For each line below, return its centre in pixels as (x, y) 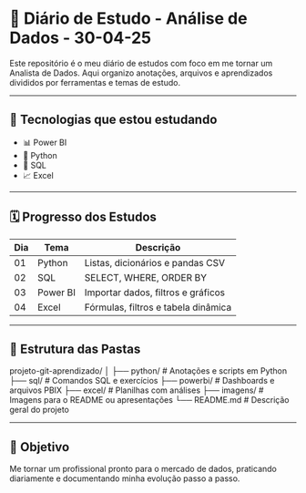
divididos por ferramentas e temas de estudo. (95, 82)
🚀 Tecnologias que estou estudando (113, 120)
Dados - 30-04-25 (81, 38)
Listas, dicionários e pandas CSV (155, 262)
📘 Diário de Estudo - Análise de (128, 19)
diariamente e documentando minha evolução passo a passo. (125, 478)
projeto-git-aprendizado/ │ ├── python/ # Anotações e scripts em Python (148, 371)
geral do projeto (40, 410)
